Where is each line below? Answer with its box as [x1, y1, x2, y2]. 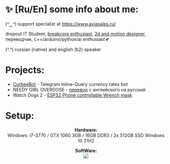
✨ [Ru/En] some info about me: [5, 4, 139, 15]
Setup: [5, 110, 34, 122]
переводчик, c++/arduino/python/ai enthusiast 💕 [5, 36, 109, 42]
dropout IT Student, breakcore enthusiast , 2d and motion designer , [5, 31, 146, 37]
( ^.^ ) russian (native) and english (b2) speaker [5, 46, 101, 52]
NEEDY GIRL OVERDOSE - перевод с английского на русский [12, 86, 146, 92]
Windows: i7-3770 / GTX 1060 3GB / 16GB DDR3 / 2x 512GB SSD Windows [7, 132, 165, 138]
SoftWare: [75, 147, 97, 154]
